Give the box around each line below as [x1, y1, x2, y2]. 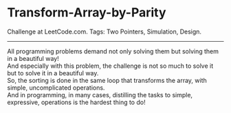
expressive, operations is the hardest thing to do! [7, 98, 146, 106]
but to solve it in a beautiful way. [7, 68, 99, 77]
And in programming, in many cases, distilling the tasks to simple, [7, 90, 193, 99]
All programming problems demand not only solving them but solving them [7, 47, 219, 55]
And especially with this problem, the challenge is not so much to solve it [7, 62, 214, 70]
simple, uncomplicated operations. [7, 84, 105, 92]
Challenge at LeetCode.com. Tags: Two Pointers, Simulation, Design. [7, 27, 201, 36]
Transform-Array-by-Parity [7, 5, 166, 21]
